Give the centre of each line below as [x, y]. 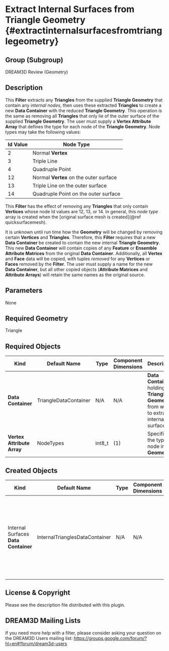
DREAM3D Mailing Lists [43, 621]
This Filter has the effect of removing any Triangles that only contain [77, 206]
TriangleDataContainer [64, 400]
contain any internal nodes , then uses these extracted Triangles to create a [83, 105]
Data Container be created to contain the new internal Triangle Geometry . [82, 242]
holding [156, 388]
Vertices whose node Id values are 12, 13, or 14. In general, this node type [82, 211]
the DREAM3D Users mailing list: [39, 638]
